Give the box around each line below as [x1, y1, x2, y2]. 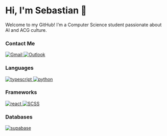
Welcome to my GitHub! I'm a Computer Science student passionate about [5, 22, 162, 28]
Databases [5, 113, 33, 120]
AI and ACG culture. [5, 27, 47, 33]
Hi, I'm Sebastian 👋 [5, 5, 87, 16]
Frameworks [5, 89, 37, 96]
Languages [5, 64, 34, 71]
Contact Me [5, 40, 35, 47]
